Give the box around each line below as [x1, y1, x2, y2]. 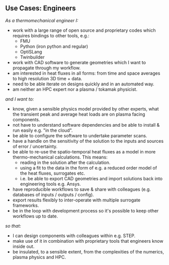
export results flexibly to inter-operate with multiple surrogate [12, 197, 141, 203]
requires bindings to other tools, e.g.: [12, 32, 90, 38]
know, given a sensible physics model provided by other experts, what [12, 105, 159, 112]
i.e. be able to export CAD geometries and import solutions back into [20, 175, 163, 181]
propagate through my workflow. [12, 65, 81, 71]
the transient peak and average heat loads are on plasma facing [12, 111, 145, 117]
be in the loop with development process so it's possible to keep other [12, 207, 159, 214]
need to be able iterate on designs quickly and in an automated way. [12, 81, 155, 87]
